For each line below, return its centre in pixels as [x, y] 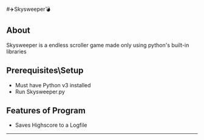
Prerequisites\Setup [45, 71]
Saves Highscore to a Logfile [51, 125]
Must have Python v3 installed [53, 85]
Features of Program [46, 111]
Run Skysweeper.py [40, 92]
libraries [16, 52]
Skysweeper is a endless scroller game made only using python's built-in [98, 45]
